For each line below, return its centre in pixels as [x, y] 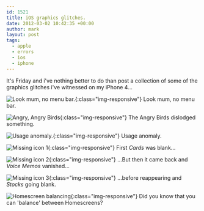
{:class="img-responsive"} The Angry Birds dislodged [128, 117]
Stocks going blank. [31, 184]
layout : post [23, 35]
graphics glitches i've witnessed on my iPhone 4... [69, 87]
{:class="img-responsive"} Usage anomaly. [107, 136]
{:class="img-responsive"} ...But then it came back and [118, 159]
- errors [23, 52]
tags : [13, 40]
